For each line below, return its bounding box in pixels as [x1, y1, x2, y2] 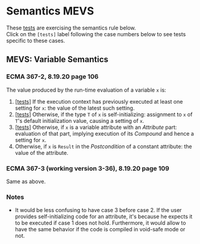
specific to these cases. [6, 37, 65, 44]
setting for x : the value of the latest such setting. [14, 104, 135, 111]
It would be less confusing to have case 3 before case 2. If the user [14, 207, 182, 214]
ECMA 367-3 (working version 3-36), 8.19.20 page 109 [6, 164, 169, 172]
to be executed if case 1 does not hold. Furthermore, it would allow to [14, 219, 186, 227]
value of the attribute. [14, 149, 69, 156]
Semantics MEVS [6, 4, 94, 18]
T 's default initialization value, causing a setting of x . [14, 117, 145, 124]
